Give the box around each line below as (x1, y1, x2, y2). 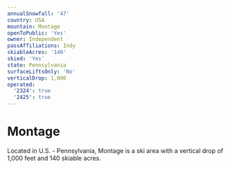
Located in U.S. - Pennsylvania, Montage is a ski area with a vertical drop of (7, 146, 224, 154)
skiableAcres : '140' (7, 49, 67, 56)
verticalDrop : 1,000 (7, 74, 67, 82)
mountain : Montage (7, 23, 60, 30)
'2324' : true (13, 87, 51, 94)
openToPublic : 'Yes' (7, 29, 67, 37)
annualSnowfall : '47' (7, 10, 70, 17)
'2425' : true (13, 94, 51, 101)
